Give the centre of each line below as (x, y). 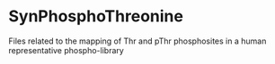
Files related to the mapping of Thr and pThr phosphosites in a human (137, 41)
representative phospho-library (67, 50)
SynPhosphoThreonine (96, 16)
